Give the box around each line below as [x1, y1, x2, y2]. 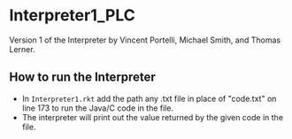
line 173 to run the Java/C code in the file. [21, 103, 174, 113]
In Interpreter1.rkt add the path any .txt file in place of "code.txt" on [21, 93, 277, 104]
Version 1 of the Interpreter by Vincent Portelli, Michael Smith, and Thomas [9, 35, 281, 45]
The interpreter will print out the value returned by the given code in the [21, 112, 284, 122]
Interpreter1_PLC [9, 5, 135, 26]
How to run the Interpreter [9, 70, 157, 85]
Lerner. [9, 43, 35, 54]
